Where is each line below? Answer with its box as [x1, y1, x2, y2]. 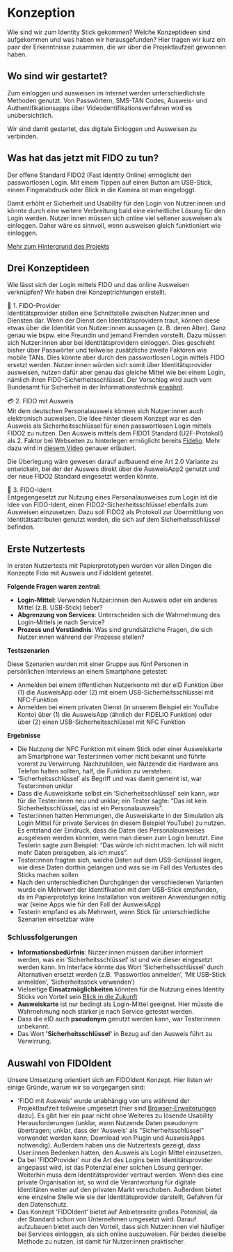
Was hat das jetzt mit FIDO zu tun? [7, 152, 159, 164]
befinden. [7, 523, 35, 531]
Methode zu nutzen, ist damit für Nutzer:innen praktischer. [17, 1237, 186, 1246]
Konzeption [7, 5, 75, 21]
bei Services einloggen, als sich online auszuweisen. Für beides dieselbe [17, 1230, 227, 1238]
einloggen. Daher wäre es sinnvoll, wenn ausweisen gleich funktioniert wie [7, 221, 221, 229]
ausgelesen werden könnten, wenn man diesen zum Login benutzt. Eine [17, 834, 224, 842]
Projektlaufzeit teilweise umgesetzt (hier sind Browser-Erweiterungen [17, 1104, 216, 1113]
